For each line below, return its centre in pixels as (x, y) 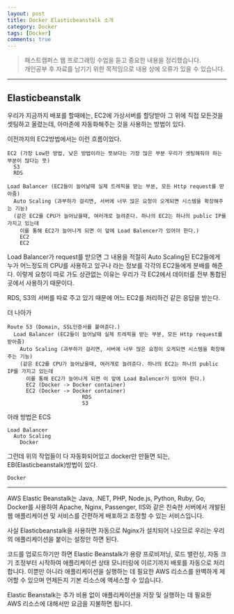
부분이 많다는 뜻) (29, 161)
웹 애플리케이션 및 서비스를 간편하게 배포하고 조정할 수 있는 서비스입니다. (106, 515)
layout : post (26, 14)
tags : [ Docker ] (29, 33)
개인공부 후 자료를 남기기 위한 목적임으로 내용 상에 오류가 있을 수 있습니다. (124, 69)
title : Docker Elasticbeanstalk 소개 (60, 20)
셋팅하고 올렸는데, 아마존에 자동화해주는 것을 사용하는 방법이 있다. (96, 124)
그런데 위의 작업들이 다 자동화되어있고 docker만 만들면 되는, (89, 456)
